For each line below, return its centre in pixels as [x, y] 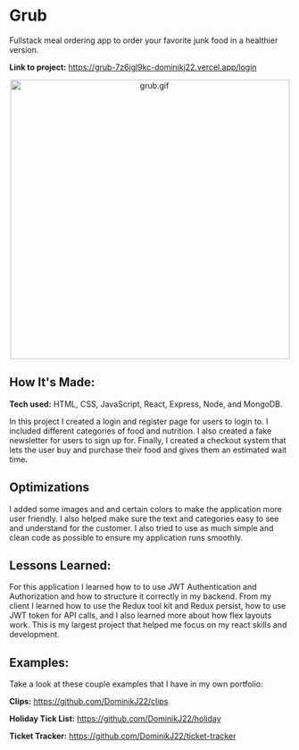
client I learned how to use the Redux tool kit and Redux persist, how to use [148, 606]
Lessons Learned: [60, 565]
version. [24, 49]
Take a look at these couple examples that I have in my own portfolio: [136, 684]
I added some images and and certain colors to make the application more [146, 509]
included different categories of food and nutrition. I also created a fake [141, 431]
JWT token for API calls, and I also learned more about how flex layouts [141, 615]
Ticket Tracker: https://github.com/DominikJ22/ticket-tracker [123, 736]
